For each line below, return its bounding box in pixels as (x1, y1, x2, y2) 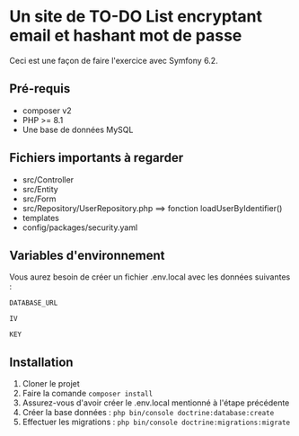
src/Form (22, 193, 57, 204)
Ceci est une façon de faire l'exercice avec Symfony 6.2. (9, 55, 218, 66)
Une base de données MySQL (22, 124, 134, 135)
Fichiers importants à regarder (9, 150, 184, 165)
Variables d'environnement (9, 247, 165, 262)
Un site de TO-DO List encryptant (9, 6, 263, 27)
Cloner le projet (22, 378, 81, 389)
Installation (9, 354, 74, 369)
